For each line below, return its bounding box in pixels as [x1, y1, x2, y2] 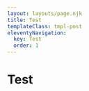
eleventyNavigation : [7, 29, 67, 37]
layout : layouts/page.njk [7, 10, 82, 17]
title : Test [7, 17, 42, 23]
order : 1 [13, 42, 39, 49]
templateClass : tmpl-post [7, 23, 82, 30]
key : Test [13, 36, 42, 43]
